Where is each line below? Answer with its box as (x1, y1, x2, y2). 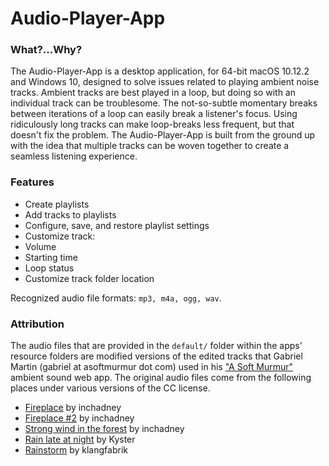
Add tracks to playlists (24, 208, 117, 221)
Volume (24, 240, 57, 252)
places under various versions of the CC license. (10, 382, 211, 394)
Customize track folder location (24, 272, 155, 284)
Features (10, 175, 55, 189)
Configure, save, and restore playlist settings (24, 219, 210, 231)
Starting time (24, 251, 78, 263)
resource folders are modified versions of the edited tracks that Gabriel (10, 350, 303, 362)
